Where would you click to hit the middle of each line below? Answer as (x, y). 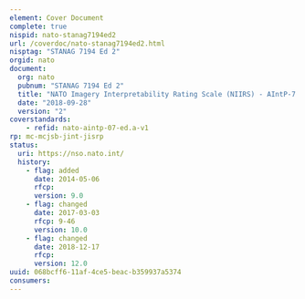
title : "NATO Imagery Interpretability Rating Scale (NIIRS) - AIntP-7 (157, 94)
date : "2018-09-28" (55, 103)
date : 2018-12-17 (67, 247)
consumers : (30, 281)
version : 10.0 (61, 230)
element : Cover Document (57, 18)
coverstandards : (40, 119)
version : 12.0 (61, 264)
